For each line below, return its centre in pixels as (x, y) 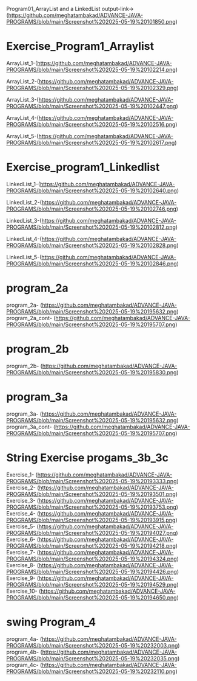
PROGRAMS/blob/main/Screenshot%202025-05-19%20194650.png (92, 597)
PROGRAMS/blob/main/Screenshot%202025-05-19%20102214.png (91, 69)
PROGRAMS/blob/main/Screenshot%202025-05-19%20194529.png (92, 584)
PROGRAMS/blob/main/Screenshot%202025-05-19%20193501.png (91, 494)
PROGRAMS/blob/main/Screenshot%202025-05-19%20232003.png (92, 645)
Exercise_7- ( (23, 552)
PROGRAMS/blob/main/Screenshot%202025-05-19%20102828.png (92, 245)
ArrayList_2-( (23, 81)
